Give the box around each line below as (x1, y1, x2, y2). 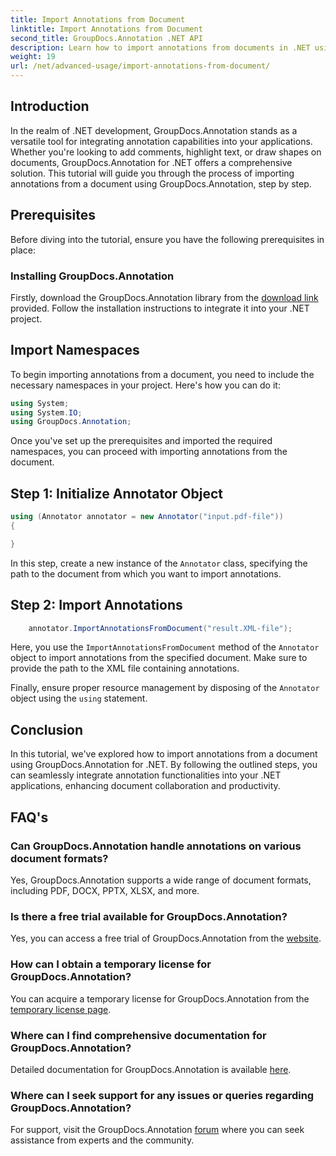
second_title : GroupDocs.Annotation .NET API (10, 33, 203, 43)
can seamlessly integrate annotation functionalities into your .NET (10, 769, 282, 781)
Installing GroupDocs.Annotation (10, 269, 175, 283)
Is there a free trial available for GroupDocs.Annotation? (10, 909, 288, 923)
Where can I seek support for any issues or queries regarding (10, 1088, 315, 1102)
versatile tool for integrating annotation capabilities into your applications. (10, 135, 313, 147)
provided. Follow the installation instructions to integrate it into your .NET (10, 302, 310, 314)
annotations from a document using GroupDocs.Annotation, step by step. (10, 177, 312, 190)
